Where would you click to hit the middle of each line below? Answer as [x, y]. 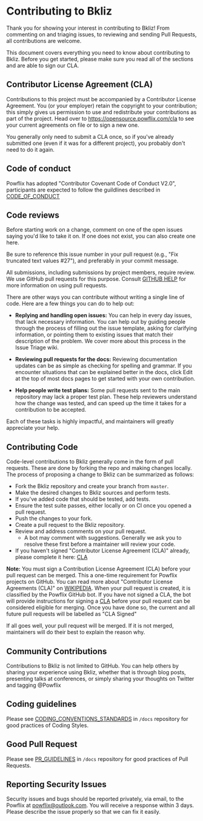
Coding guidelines [42, 704]
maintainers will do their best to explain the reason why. [76, 632]
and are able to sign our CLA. [43, 65]
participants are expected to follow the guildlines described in [83, 190]
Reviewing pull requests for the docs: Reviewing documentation [96, 360]
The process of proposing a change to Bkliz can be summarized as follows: [100, 475]
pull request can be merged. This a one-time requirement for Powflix [92, 575]
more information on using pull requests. [57, 286]
